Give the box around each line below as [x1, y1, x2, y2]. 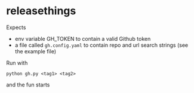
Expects [6, 24, 26, 31]
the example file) [14, 47, 57, 54]
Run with [6, 59, 28, 66]
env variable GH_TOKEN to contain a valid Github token [14, 35, 151, 42]
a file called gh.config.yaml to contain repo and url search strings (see [14, 41, 189, 49]
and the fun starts [6, 81, 50, 88]
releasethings [6, 4, 76, 18]
